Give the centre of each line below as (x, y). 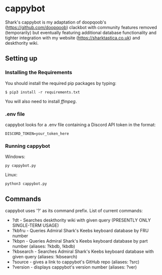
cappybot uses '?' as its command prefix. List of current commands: (74, 211)
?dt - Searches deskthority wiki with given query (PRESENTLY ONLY (81, 220)
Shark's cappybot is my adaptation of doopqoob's (56, 22)
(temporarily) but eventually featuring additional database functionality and (81, 32)
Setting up (21, 59)
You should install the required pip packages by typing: (61, 83)
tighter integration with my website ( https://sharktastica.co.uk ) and (73, 38)
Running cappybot (27, 146)
